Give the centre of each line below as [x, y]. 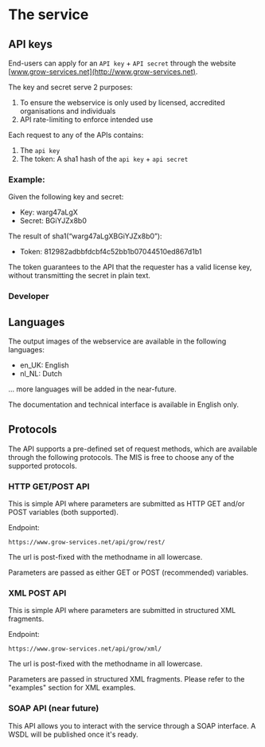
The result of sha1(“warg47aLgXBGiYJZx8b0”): [85, 236]
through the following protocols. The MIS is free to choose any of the [121, 457]
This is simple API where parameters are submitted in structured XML [122, 611]
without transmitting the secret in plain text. [80, 276]
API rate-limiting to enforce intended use [86, 120]
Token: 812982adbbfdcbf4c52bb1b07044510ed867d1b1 [111, 252]
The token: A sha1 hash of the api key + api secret [104, 159]
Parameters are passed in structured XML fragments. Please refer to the [127, 679]
